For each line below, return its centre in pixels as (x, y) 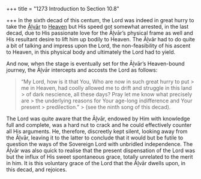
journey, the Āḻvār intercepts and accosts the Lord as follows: (82, 70)
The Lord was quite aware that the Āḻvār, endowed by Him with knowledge (98, 119)
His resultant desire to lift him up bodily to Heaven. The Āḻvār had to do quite (100, 39)
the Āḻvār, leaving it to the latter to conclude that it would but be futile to (95, 138)
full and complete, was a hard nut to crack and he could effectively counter (99, 125)
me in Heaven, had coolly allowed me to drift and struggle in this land (106, 88)
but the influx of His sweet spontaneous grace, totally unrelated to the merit (100, 157)
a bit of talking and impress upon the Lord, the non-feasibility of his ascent (98, 45)
